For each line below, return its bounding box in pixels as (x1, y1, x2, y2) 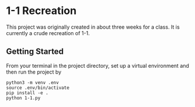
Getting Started (6, 47, 64, 57)
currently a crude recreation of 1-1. (6, 29, 90, 36)
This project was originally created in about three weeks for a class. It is (6, 23, 180, 30)
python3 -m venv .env (6, 80, 59, 85)
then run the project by (6, 68, 62, 75)
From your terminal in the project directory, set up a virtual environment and (6, 62, 190, 69)
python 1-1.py (6, 95, 41, 101)
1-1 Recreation (6, 4, 77, 18)
